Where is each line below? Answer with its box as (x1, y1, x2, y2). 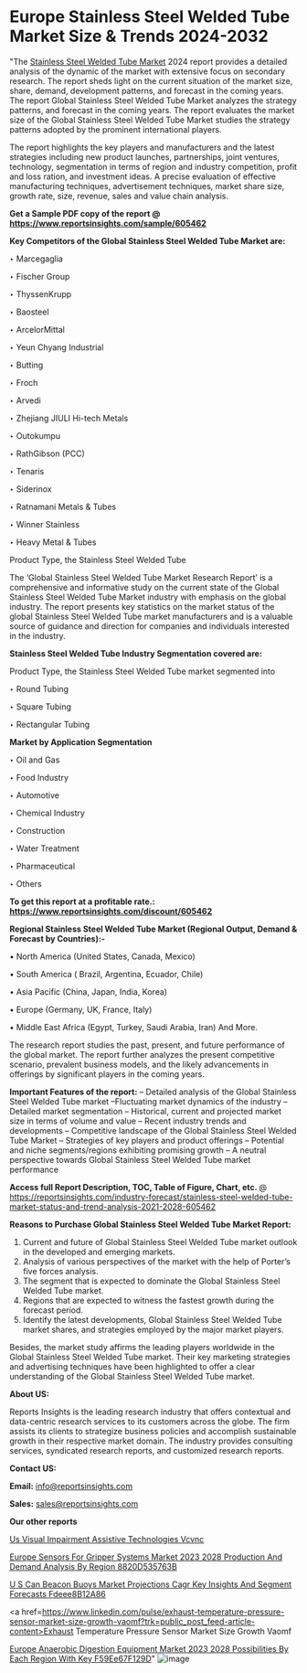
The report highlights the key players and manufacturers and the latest (9, 142, 275, 153)
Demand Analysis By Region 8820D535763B (9, 1561, 178, 1572)
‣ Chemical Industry (9, 807, 85, 818)
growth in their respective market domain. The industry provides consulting (9, 1435, 293, 1446)
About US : (9, 1388, 50, 1400)
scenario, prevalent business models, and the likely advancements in (9, 1059, 270, 1070)
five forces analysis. (22, 1265, 99, 1276)
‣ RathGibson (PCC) (9, 448, 85, 459)
